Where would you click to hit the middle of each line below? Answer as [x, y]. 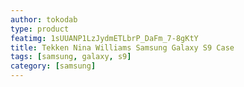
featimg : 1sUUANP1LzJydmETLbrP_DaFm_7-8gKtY [104, 38]
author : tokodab [44, 19]
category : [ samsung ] [53, 66]
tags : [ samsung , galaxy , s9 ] [71, 57]
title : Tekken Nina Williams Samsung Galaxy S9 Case [122, 47]
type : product [40, 29]
